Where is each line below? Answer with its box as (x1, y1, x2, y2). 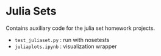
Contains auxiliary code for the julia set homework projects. (5, 24, 156, 32)
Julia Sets (5, 4, 57, 18)
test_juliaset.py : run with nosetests (14, 36, 110, 43)
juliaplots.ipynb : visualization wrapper (14, 43, 117, 50)
